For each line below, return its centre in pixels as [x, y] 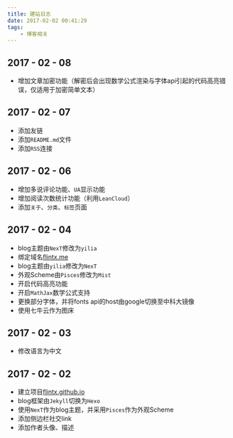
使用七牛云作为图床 [46, 310]
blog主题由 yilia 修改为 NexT [57, 266]
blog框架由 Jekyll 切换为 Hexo [59, 401]
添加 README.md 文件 [45, 139]
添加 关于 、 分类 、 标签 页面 [52, 207]
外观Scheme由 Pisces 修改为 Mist [64, 274]
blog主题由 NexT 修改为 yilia [57, 248]
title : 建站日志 [29, 14]
